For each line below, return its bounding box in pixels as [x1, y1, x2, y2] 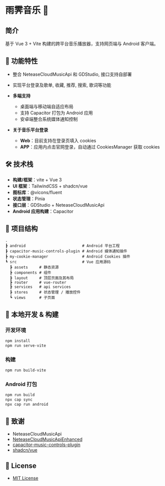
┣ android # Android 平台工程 [5, 244, 120, 249]
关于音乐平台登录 [12, 127, 48, 133]
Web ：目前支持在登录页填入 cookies [20, 137, 96, 143]
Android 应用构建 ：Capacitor [12, 208, 74, 214]
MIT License [12, 475, 39, 481]
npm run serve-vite [5, 343, 46, 348]
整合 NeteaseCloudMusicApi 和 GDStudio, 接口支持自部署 [12, 71, 132, 77]
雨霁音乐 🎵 [5, 5, 49, 16]
